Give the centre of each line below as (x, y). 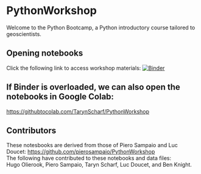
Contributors (31, 130)
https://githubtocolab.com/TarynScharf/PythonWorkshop (78, 111)
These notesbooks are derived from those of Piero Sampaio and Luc (92, 145)
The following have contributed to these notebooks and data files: (89, 158)
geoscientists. (24, 34)
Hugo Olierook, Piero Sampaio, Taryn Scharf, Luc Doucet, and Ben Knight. (99, 165)
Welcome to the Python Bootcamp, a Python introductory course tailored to (101, 27)
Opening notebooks (45, 53)
